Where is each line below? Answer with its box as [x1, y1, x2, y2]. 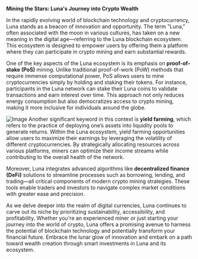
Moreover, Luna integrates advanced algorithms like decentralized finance [6, 165, 190, 172]
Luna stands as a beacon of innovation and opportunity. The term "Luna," [6, 23, 186, 30]
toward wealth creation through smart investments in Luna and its [6, 240, 167, 246]
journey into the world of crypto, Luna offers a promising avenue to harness [6, 221, 191, 228]
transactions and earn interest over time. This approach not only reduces [6, 92, 184, 98]
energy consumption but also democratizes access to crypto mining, [6, 98, 174, 105]
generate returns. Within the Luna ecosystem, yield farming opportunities [6, 128, 186, 135]
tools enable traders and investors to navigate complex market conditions [6, 184, 186, 191]
